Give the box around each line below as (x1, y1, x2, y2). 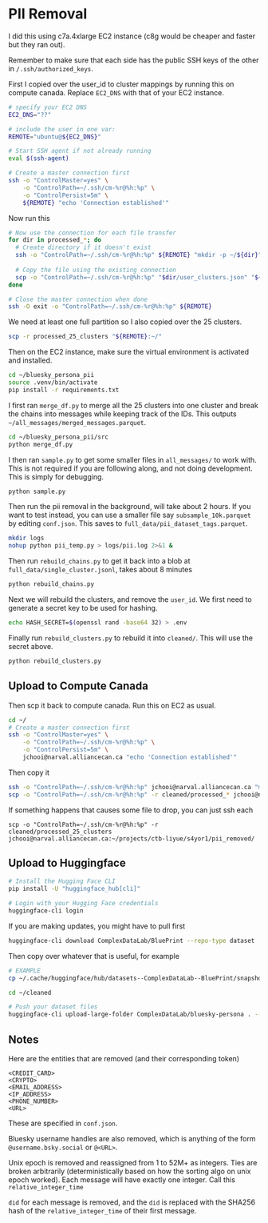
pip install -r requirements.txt (8, 386, 120, 394)
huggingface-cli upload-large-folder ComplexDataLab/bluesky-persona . (8, 1010, 251, 1019)
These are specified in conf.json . (8, 1118, 118, 1128)
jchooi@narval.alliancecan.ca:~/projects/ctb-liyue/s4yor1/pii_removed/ (8, 834, 255, 843)
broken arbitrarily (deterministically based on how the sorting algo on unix (8, 1166, 251, 1176)
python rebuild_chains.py (8, 580, 94, 588)
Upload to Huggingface (8, 856, 126, 870)
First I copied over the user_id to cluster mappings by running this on (8, 79, 235, 89)
